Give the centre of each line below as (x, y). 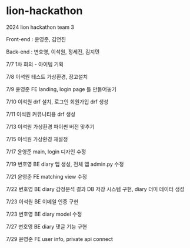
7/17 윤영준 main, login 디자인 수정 (46, 152)
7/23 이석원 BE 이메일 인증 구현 (42, 202)
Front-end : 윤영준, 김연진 (36, 39)
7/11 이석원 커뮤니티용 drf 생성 (41, 114)
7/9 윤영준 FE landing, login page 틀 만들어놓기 (61, 89)
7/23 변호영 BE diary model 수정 (44, 214)
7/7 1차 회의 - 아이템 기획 (35, 64)
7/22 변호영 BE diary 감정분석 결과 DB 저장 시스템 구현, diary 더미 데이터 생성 (95, 189)
